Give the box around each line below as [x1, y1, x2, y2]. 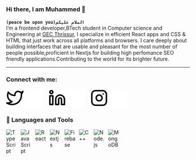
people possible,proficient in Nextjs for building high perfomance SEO [6, 49, 174, 56]
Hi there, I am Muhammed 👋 [6, 5, 86, 13]
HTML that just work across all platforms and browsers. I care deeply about [6, 37, 187, 44]
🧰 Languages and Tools [6, 116, 73, 124]
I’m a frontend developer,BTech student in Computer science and [6, 24, 163, 31]
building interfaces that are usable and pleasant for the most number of [6, 43, 178, 50]
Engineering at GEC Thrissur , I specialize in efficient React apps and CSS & [6, 31, 186, 38]
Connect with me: [6, 76, 58, 84]
